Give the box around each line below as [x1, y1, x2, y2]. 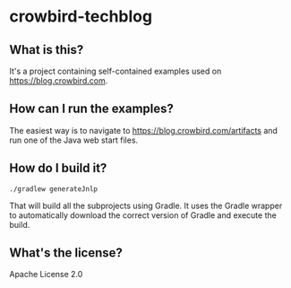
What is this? [9, 42, 84, 57]
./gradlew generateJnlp [9, 184, 98, 194]
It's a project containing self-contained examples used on [9, 65, 222, 76]
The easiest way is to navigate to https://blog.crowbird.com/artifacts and [9, 125, 278, 135]
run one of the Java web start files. [9, 135, 139, 145]
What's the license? [9, 245, 124, 261]
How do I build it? [9, 161, 107, 176]
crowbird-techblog [9, 6, 153, 27]
